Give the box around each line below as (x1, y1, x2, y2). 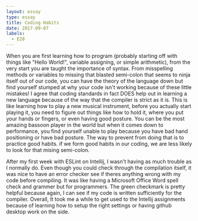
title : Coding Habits (6, 19, 60, 25)
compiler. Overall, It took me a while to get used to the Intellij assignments (6, 196, 186, 203)
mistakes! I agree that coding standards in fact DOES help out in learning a (6, 90, 187, 97)
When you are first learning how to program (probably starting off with (6, 53, 177, 59)
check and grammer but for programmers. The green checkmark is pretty (6, 183, 185, 190)
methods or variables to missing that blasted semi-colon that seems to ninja (6, 71, 191, 78)
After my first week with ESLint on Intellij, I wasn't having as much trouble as (6, 158, 192, 165)
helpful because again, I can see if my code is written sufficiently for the (6, 190, 182, 196)
